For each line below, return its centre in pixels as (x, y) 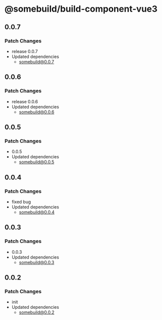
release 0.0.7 (25, 51)
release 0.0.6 (25, 101)
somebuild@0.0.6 (37, 112)
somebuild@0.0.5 (37, 162)
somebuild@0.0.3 (37, 262)
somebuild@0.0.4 (37, 212)
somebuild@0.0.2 (37, 312)
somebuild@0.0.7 (36, 61)
